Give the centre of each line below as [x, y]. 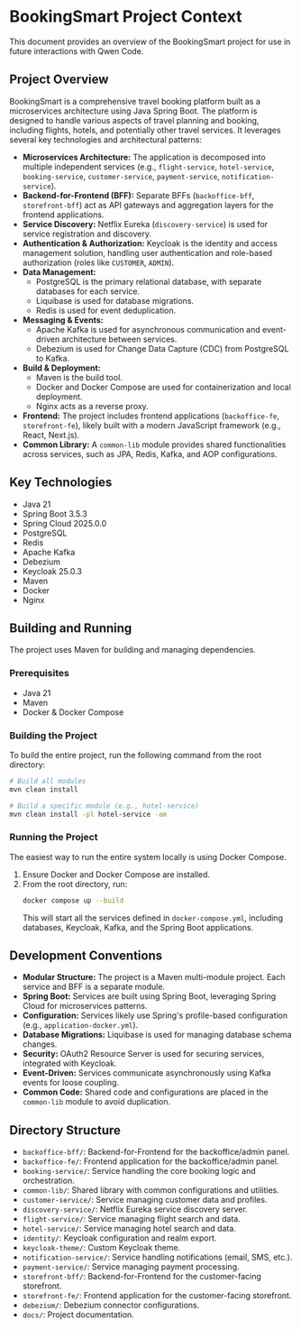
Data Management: [59, 271]
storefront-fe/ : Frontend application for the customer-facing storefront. [157, 1296]
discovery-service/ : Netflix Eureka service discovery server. [135, 1209]
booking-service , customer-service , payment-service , [121, 176]
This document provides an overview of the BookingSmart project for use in [150, 41]
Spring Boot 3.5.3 [55, 513]
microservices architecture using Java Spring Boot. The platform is [133, 111]
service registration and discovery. [87, 234]
